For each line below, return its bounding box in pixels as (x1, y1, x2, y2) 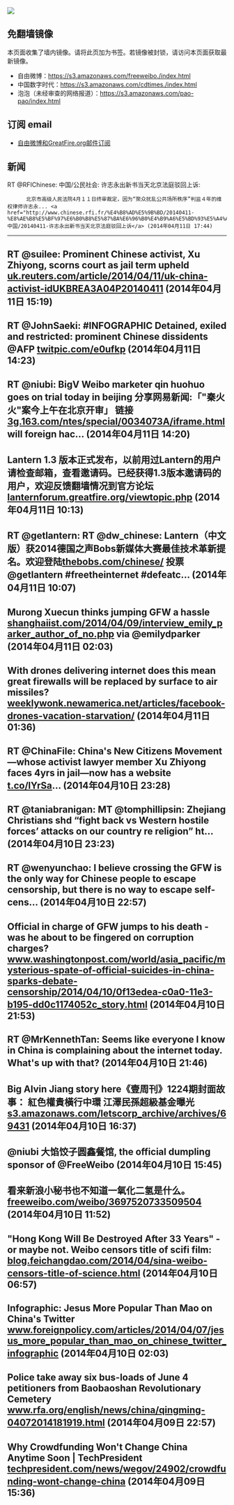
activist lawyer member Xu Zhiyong (48, 756, 207, 768)
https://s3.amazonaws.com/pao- (100, 88, 194, 97)
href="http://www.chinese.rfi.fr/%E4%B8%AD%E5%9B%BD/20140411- (7, 209, 195, 217)
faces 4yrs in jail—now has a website (7, 766, 172, 779)
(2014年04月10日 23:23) (7, 838, 115, 849)
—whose (7, 756, 47, 768)
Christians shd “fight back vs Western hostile (7, 815, 210, 826)
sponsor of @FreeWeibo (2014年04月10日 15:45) (7, 1159, 223, 1171)
